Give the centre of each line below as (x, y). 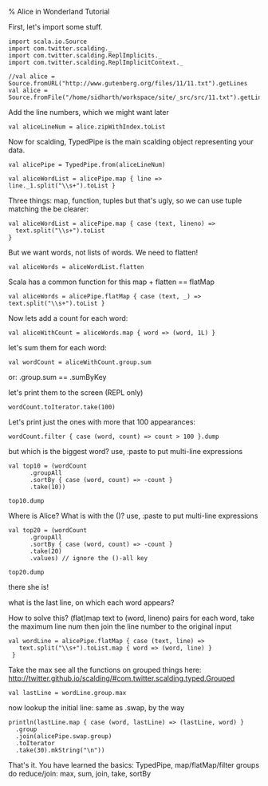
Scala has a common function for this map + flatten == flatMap (112, 282)
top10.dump (26, 501)
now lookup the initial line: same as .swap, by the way (97, 708)
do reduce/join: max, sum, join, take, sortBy (80, 774)
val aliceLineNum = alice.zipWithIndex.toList (87, 127)
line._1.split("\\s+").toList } (62, 186)
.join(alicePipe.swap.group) (64, 737)
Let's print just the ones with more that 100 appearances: (102, 422)
